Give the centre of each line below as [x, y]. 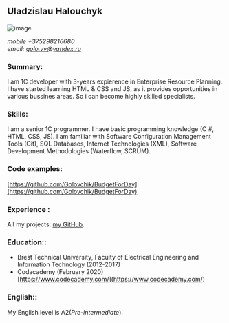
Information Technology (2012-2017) [69, 264]
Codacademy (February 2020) [60, 272]
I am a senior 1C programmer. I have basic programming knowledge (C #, [111, 129]
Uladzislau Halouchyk [55, 11]
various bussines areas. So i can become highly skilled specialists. [101, 97]
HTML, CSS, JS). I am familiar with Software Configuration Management [109, 137]
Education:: [27, 242]
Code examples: [35, 169]
